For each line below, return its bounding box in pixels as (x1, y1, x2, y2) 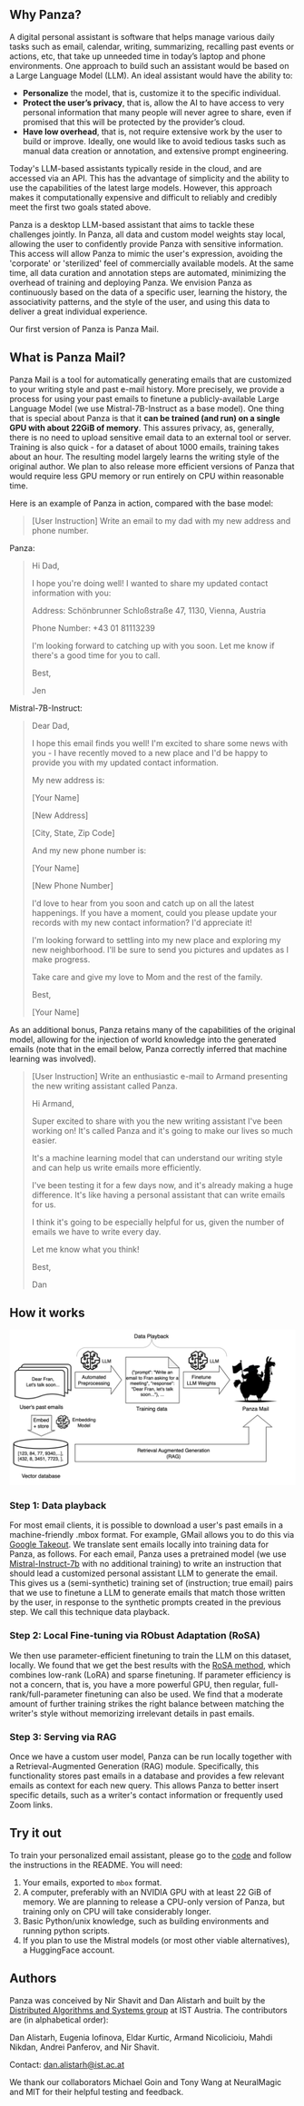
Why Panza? (9, 7, 82, 23)
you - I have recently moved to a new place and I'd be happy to (31, 747, 269, 758)
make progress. (31, 953, 91, 965)
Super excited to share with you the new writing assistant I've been (31, 1116, 283, 1127)
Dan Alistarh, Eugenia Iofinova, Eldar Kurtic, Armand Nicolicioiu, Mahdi (9, 2032, 273, 2042)
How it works (9, 1305, 85, 1321)
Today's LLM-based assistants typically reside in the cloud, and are (9, 162, 262, 173)
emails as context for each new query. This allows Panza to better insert (9, 1779, 279, 1791)
